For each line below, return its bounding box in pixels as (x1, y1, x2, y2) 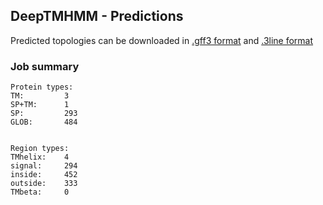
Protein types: (10, 82, 74, 93)
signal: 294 (10, 161, 78, 171)
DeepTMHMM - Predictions (10, 8, 184, 25)
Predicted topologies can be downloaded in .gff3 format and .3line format (10, 34, 314, 46)
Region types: (10, 144, 70, 154)
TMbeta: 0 (10, 187, 70, 198)
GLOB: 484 (10, 117, 78, 128)
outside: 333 (10, 179, 78, 189)
